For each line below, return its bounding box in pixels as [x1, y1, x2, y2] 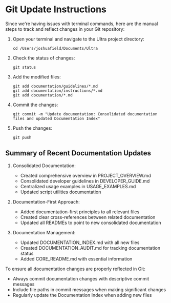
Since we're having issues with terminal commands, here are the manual [5, 21, 158, 27]
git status [12, 65, 36, 70]
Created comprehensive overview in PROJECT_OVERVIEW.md [20, 172, 151, 178]
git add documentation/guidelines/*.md [12, 84, 98, 89]
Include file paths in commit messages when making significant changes [12, 286, 166, 293]
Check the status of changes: [12, 55, 75, 61]
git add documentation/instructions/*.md [12, 88, 102, 93]
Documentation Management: [12, 229, 76, 235]
